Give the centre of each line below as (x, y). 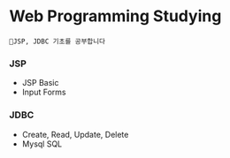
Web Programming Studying (115, 16)
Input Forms (44, 92)
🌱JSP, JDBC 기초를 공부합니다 (57, 41)
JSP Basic (40, 83)
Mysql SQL (42, 144)
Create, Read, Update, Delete (75, 134)
